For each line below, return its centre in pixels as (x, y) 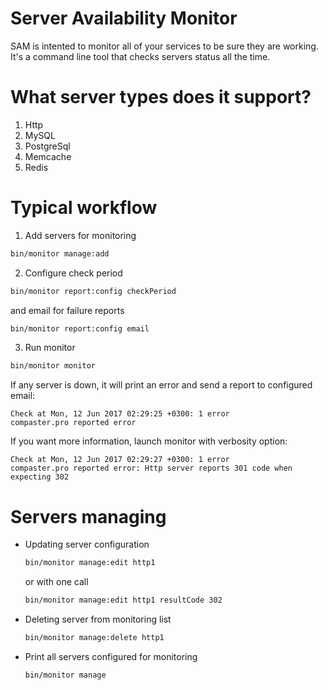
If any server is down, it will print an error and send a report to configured (161, 385)
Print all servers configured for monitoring (111, 656)
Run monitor (50, 348)
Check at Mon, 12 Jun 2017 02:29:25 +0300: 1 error (120, 414)
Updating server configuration (87, 544)
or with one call (56, 582)
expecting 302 (40, 477)
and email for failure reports (67, 310)
